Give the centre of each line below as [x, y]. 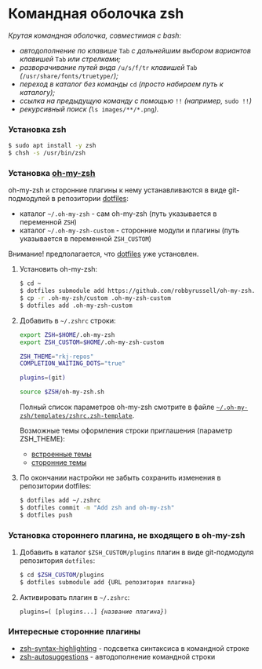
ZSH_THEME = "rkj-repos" [56, 356]
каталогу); [37, 92]
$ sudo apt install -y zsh [52, 146]
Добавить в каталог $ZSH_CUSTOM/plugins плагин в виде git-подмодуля [136, 552]
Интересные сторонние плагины [75, 631]
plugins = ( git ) [42, 378]
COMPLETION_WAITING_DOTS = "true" [72, 364]
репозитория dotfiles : [57, 560]
